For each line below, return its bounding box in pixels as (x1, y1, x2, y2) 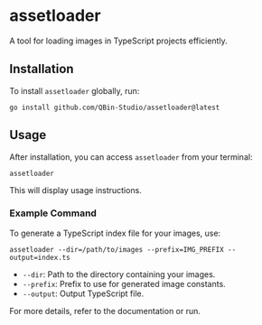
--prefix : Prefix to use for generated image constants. (22, 278, 226, 289)
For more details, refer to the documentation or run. (9, 305, 201, 316)
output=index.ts (9, 253, 70, 262)
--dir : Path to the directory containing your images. (22, 268, 216, 280)
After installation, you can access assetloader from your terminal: (9, 151, 253, 162)
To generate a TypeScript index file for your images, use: (9, 227, 221, 238)
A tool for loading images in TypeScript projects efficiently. (9, 35, 228, 46)
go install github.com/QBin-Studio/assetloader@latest (9, 103, 220, 112)
